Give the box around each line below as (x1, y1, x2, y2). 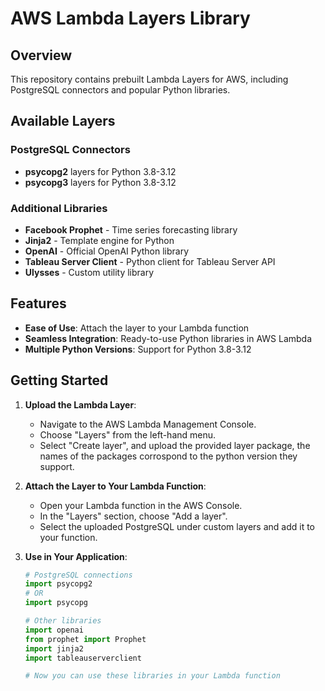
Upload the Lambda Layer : (24, 398, 137, 411)
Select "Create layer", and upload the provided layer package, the (39, 439, 311, 451)
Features (10, 295, 67, 312)
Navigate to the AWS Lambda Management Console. (39, 418, 257, 430)
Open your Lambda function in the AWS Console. (39, 499, 243, 511)
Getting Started (10, 372, 109, 389)
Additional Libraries (10, 201, 108, 215)
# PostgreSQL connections (24, 570, 133, 580)
